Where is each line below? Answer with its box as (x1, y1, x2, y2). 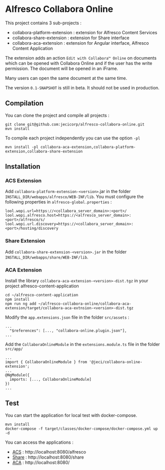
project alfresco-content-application (5, 283, 79, 289)
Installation (5, 162, 41, 171)
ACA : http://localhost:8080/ (12, 459, 70, 465)
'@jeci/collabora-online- (89, 360, 142, 365)
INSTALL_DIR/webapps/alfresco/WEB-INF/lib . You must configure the (5, 194, 144, 200)
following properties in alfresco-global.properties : (5, 199, 112, 205)
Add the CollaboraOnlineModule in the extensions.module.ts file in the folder (5, 341, 160, 347)
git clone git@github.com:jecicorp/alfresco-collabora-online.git (5, 122, 145, 127)
